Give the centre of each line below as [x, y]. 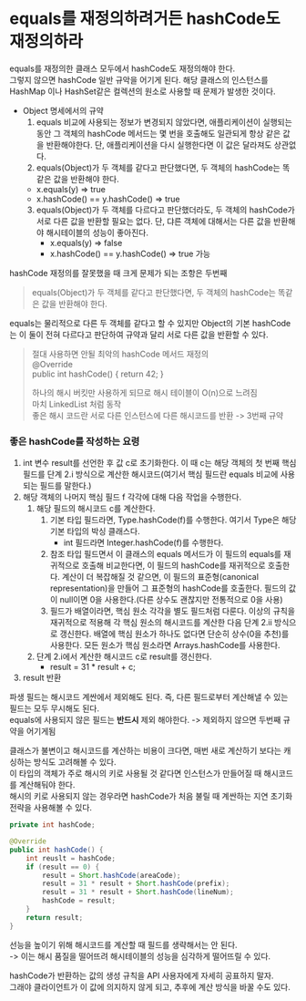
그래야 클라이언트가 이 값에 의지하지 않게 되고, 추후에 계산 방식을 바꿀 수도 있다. [150, 986]
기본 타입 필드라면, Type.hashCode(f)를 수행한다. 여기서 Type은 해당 [173, 520]
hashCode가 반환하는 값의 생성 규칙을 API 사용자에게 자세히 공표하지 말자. [142, 975]
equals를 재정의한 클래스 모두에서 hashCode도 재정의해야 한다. [122, 68]
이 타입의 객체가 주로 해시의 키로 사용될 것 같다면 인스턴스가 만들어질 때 [136, 774]
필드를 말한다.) [66, 486]
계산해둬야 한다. [47, 785]
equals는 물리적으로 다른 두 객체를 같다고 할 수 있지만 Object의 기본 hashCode [150, 323]
